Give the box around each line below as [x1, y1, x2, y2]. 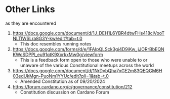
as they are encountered [5, 20, 57, 26]
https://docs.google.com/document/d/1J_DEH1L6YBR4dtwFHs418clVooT [12, 30, 165, 36]
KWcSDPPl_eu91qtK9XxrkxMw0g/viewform [12, 52, 103, 58]
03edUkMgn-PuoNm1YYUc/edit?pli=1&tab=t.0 [12, 73, 109, 79]
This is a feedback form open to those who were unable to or [20, 57, 148, 63]
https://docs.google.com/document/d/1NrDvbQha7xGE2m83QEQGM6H [12, 67, 162, 74]
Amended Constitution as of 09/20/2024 [20, 78, 105, 84]
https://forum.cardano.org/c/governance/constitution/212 [12, 83, 133, 89]
